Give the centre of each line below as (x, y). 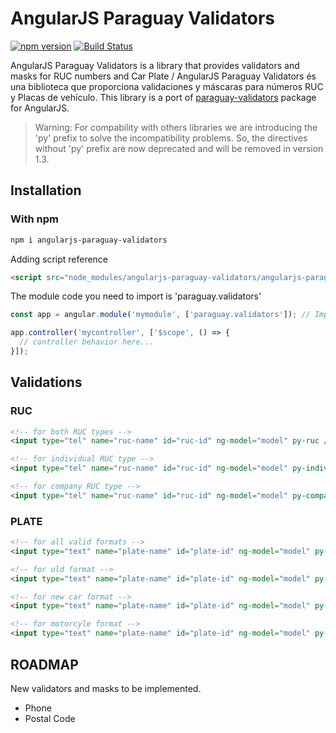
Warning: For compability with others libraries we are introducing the (176, 127)
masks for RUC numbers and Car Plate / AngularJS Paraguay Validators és (163, 76)
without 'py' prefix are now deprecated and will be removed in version (179, 148)
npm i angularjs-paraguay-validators (89, 240)
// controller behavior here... (87, 342)
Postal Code (50, 718)
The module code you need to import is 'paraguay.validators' (136, 296)
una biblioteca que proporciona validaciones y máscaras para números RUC (167, 86)
